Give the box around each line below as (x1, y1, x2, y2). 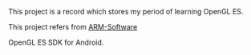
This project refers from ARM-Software (8, 22, 138, 31)
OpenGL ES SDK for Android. (8, 37, 104, 47)
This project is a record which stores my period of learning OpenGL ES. (8, 7, 244, 16)
